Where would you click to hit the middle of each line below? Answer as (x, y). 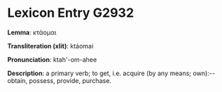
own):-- (204, 73)
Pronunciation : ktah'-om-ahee (52, 59)
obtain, (18, 80)
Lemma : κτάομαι (32, 32)
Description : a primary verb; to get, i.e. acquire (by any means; (99, 73)
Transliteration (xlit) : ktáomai (51, 46)
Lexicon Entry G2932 (71, 13)
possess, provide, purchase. (70, 80)
